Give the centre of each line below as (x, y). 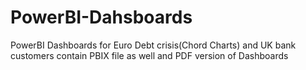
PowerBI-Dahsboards (101, 17)
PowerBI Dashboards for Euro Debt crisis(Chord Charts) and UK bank (153, 45)
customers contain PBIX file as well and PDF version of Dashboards (149, 55)
